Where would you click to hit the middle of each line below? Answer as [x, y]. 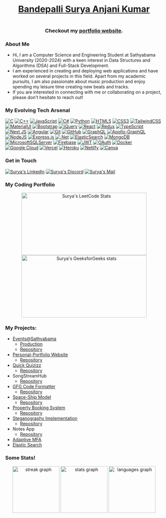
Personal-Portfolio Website [40, 355]
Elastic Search [27, 445]
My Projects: [21, 328]
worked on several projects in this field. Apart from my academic [79, 76]
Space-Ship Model [32, 397]
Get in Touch [21, 161]
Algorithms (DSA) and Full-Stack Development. [61, 65]
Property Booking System [39, 408]
